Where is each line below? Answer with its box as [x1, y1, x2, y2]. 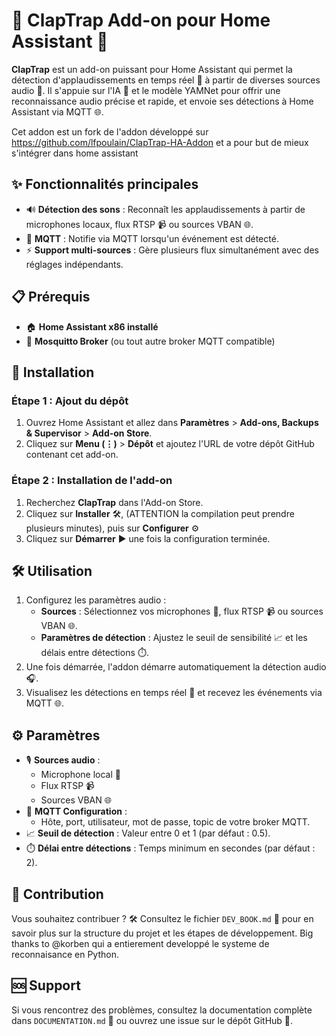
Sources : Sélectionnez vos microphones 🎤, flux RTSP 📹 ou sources [40, 605, 324, 618]
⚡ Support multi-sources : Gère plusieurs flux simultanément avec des [25, 244, 319, 256]
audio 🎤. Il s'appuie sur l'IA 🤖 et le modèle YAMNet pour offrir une [11, 84, 281, 96]
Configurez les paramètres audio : [25, 594, 167, 606]
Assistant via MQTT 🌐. [11, 105, 104, 118]
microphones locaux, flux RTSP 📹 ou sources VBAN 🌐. [25, 218, 254, 230]
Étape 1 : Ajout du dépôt [11, 394, 129, 408]
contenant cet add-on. [25, 449, 119, 461]
